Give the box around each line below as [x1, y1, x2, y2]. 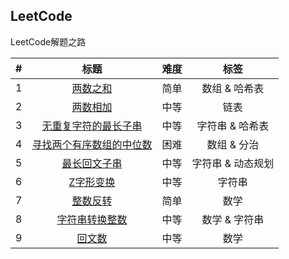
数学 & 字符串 [201, 212, 265, 226]
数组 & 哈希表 [201, 81, 265, 95]
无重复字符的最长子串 [41, 119, 143, 133]
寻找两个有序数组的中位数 [31, 137, 153, 151]
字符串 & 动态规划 [191, 156, 275, 170]
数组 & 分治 [206, 137, 260, 151]
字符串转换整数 [56, 212, 128, 226]
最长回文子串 [61, 156, 123, 170]
